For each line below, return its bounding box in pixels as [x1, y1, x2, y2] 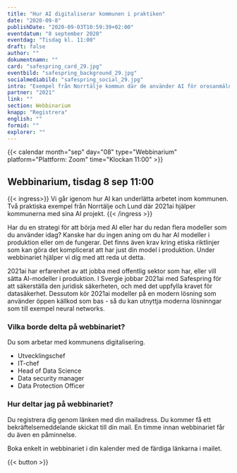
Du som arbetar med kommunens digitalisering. [7, 338, 146, 347]
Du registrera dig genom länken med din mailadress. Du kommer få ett [7, 415, 212, 424]
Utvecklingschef [17, 352, 66, 360]
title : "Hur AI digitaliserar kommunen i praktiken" [7, 10, 166, 18]
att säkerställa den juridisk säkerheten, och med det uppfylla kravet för [7, 282, 213, 290]
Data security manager [17, 374, 85, 383]
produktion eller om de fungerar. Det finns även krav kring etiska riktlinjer [7, 238, 220, 247]
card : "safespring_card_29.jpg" [7, 63, 102, 70]
